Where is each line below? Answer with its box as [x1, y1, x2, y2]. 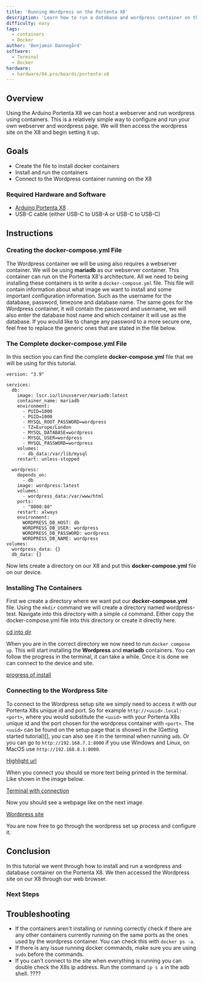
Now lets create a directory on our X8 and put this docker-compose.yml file [6, 562, 196, 569]
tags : [6, 25, 20, 32]
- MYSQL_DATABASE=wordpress [22, 430, 94, 436]
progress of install [6, 671, 51, 678]
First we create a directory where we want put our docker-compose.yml [6, 597, 188, 605]
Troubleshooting [6, 909, 71, 919]
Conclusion [6, 846, 51, 857]
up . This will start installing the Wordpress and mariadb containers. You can [6, 646, 195, 654]
